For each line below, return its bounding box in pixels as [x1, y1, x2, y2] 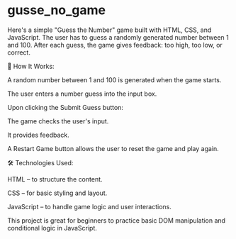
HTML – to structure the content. [7, 174, 103, 183]
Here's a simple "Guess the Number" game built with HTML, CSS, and [7, 26, 212, 34]
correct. [7, 48, 30, 57]
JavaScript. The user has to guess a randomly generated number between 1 [7, 33, 229, 41]
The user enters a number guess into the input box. [7, 89, 157, 98]
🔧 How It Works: [7, 62, 55, 70]
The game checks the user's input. [7, 116, 109, 126]
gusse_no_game [7, 2, 106, 18]
